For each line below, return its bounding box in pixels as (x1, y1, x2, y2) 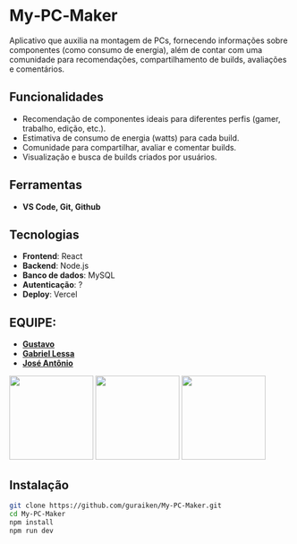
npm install (9, 517, 54, 527)
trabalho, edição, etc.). (21, 123, 106, 134)
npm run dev (9, 526, 54, 535)
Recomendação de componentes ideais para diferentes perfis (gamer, (21, 113, 281, 124)
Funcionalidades (9, 90, 105, 105)
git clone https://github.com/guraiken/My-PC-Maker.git (9, 501, 222, 510)
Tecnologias (9, 227, 80, 242)
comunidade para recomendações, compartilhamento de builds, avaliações (9, 54, 287, 65)
